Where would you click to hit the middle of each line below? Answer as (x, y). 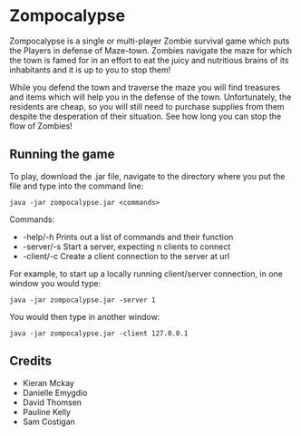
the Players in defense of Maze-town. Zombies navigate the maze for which (151, 50)
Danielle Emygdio (55, 392)
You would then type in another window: (85, 316)
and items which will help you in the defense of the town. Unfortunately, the (150, 97)
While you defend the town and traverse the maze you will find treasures (145, 87)
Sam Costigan (49, 421)
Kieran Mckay (49, 383)
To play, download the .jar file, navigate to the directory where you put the (147, 176)
